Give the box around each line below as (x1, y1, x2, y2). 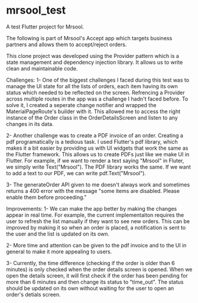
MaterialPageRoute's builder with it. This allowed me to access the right (6, 108, 181, 115)
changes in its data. (6, 120, 54, 127)
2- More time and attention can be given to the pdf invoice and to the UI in (6, 241, 187, 249)
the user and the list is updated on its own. (6, 230, 110, 237)
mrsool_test (6, 4, 66, 17)
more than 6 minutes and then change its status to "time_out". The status (6, 278, 184, 285)
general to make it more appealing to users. (6, 248, 112, 255)
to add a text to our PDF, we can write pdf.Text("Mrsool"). (6, 169, 147, 176)
